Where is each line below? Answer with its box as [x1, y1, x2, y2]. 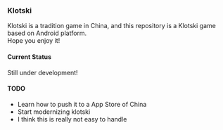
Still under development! [7, 68, 79, 77]
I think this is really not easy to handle [17, 115, 127, 123]
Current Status [7, 52, 51, 61]
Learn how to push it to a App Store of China [17, 100, 147, 108]
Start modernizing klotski [17, 108, 91, 116]
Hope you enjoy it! [7, 37, 60, 45]
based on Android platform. [7, 29, 87, 37]
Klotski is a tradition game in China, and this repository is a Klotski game [7, 22, 216, 30]
